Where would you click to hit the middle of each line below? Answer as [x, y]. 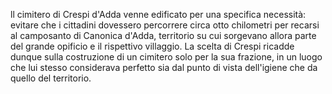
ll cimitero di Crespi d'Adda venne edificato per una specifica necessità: [158, 14]
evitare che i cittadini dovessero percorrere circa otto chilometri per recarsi [165, 25]
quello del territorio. [51, 78]
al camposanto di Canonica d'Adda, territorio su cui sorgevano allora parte [163, 35]
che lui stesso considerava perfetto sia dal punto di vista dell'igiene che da [164, 67]
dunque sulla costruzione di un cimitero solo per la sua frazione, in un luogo [166, 57]
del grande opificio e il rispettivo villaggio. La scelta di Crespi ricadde [152, 46]
